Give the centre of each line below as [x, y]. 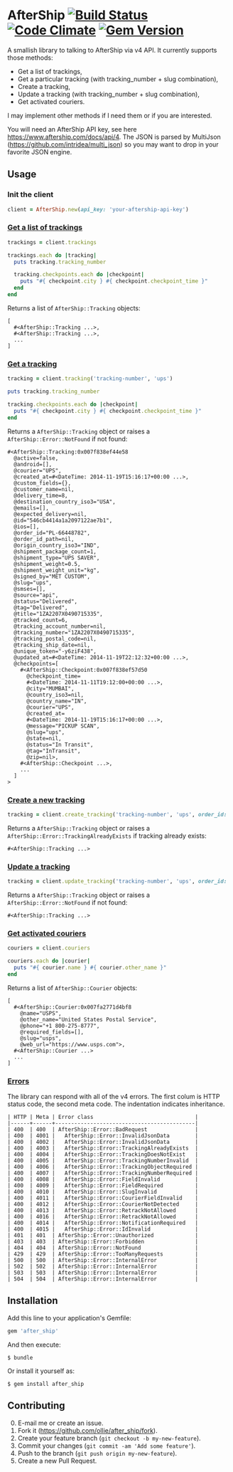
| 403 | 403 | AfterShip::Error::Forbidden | [103, 1242]
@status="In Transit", [60, 745]
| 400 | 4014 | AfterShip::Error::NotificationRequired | [103, 1223]
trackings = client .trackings [52, 242]
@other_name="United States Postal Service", [89, 1019]
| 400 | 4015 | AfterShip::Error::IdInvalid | [103, 1229]
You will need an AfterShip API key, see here [72, 129]
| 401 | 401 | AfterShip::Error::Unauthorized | [103, 1236]
